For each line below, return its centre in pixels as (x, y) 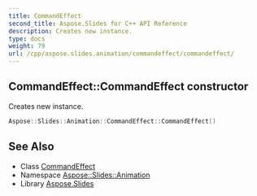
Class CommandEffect (58, 166)
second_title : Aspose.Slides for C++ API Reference (98, 24)
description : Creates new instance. (70, 31)
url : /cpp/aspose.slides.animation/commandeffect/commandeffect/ (121, 54)
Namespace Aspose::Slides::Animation (85, 175)
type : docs (27, 39)
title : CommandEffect (45, 16)
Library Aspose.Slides (57, 183)
